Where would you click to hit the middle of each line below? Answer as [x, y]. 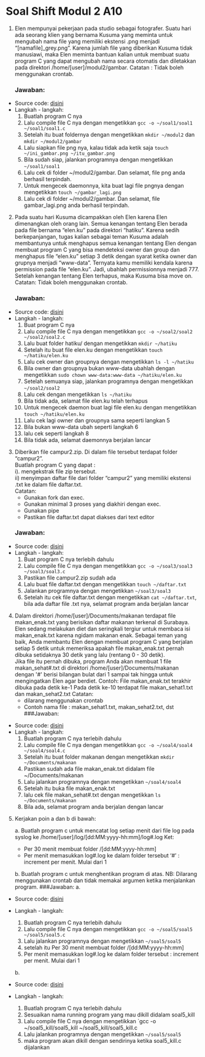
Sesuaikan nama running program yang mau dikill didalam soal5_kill [109, 1015]
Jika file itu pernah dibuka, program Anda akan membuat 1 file [93, 661]
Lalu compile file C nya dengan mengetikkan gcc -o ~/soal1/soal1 [108, 123]
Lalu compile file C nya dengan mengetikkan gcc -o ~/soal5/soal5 [108, 929]
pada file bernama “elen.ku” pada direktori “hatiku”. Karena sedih [97, 230]
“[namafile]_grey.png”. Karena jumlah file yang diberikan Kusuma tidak [103, 48]
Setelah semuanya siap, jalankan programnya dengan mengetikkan [109, 381]
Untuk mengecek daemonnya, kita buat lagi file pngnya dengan [104, 186]
